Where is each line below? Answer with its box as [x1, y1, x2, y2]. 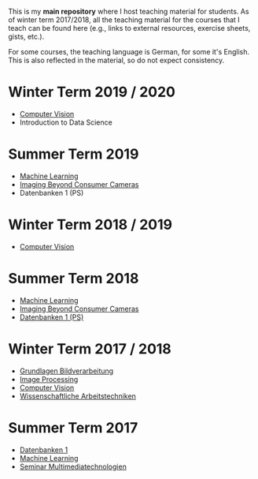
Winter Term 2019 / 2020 [8, 83, 175, 101]
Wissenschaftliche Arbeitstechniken [19, 391, 136, 401]
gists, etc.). [8, 32, 45, 41]
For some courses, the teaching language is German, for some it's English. [8, 47, 250, 56]
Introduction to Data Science [19, 118, 112, 127]
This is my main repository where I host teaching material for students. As [8, 7, 249, 16]
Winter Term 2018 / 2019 [8, 216, 173, 234]
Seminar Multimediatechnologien [19, 462, 127, 471]
